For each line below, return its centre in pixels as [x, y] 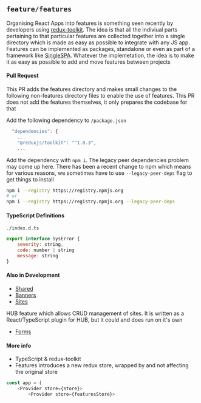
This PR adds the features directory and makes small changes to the [92, 89]
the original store [36, 372]
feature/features [39, 9]
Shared [24, 288]
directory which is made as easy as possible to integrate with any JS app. [98, 42]
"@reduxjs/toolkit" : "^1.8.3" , [57, 143]
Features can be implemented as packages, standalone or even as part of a [101, 49]
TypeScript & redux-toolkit [48, 359]
